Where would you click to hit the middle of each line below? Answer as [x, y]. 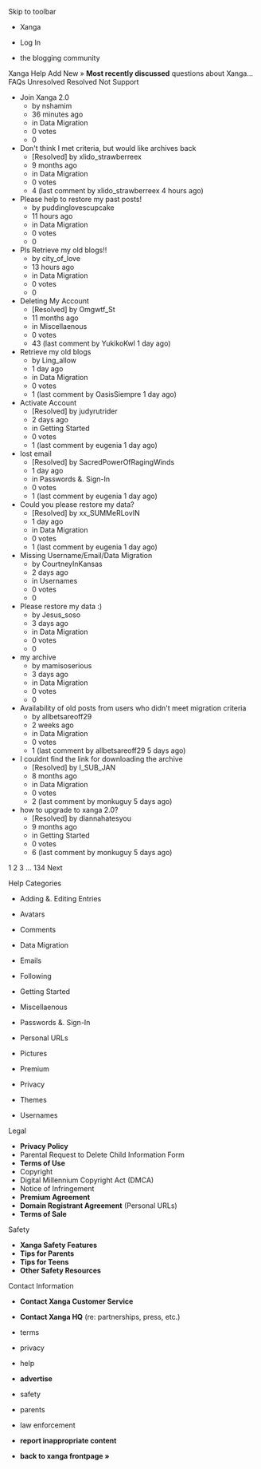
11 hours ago [52, 216]
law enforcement [47, 1425]
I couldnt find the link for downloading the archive [101, 759]
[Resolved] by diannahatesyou [82, 818]
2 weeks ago [53, 725]
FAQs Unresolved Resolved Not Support [74, 82]
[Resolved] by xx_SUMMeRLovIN [86, 513]
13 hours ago [53, 267]
